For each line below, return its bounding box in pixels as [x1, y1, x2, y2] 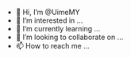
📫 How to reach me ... [15, 42, 90, 50]
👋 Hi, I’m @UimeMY [15, 8, 80, 16]
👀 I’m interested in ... [15, 16, 83, 25]
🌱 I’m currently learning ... [15, 24, 101, 33]
